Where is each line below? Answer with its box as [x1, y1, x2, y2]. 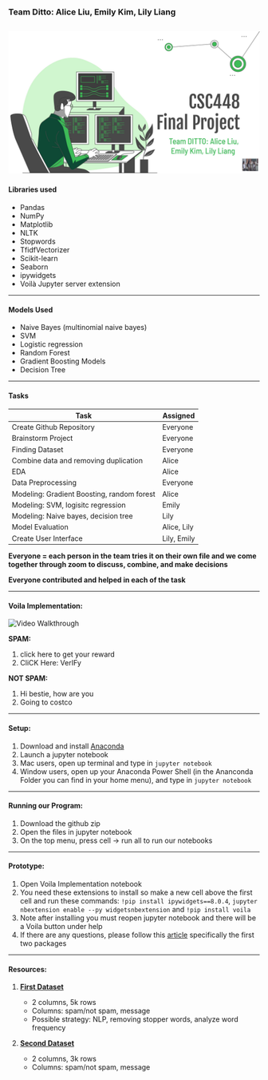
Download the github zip [19, 818, 101, 828]
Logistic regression [19, 339, 84, 349]
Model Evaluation [11, 522, 69, 532]
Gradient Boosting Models [19, 356, 106, 366]
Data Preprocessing [11, 478, 77, 487]
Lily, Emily [162, 534, 195, 543]
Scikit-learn [19, 254, 58, 264]
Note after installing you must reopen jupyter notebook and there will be [19, 913, 257, 923]
